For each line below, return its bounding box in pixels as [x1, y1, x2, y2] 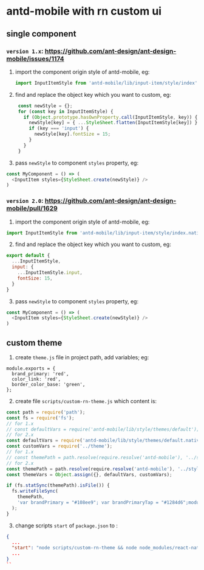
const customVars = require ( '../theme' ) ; [6, 443, 113, 449]
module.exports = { [6, 365, 56, 371]
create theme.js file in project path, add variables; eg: [15, 353, 149, 361]
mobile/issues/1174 [6, 54, 65, 63]
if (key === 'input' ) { [29, 125, 89, 132]
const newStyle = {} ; [18, 102, 73, 109]
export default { [6, 253, 50, 259]
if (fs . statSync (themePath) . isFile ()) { [6, 482, 110, 488]
